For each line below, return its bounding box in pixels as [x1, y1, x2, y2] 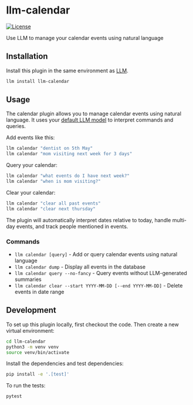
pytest [6, 393, 22, 400]
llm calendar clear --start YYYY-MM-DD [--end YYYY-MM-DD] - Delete [14, 282, 183, 289]
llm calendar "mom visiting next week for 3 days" [6, 151, 133, 157]
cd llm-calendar [6, 339, 46, 344]
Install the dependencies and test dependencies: [6, 360, 124, 367]
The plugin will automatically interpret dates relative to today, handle [6, 216, 171, 223]
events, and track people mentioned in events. [16, 223, 128, 230]
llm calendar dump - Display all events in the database [14, 263, 146, 270]
